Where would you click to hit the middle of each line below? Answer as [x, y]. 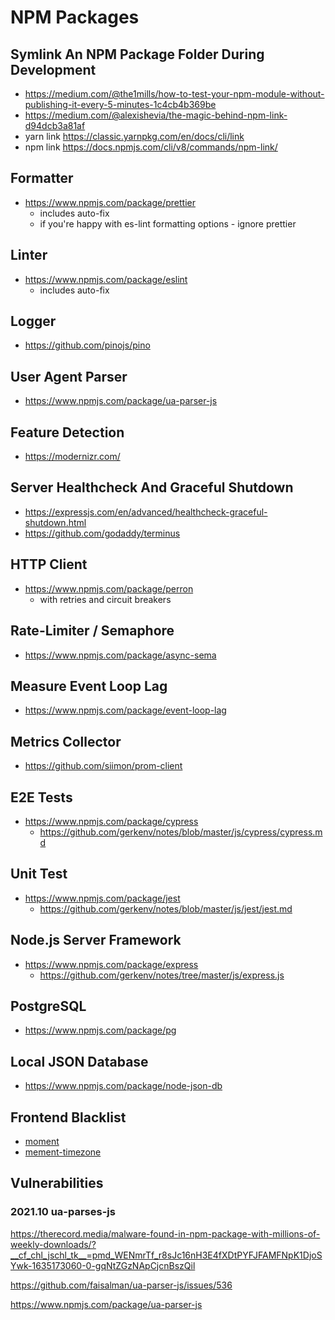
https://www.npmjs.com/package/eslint [106, 279]
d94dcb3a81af [55, 125]
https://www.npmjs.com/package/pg [100, 1030]
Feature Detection [67, 432]
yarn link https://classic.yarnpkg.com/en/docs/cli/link [134, 136]
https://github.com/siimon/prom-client [103, 766]
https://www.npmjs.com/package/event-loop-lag [125, 710]
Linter [29, 255]
